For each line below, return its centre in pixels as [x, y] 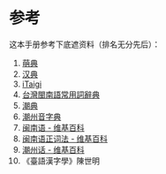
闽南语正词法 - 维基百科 [65, 139]
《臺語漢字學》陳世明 [60, 161]
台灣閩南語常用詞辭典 [60, 95]
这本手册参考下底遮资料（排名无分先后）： [85, 44]
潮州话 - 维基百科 [53, 149]
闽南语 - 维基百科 [53, 127]
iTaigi [32, 84]
